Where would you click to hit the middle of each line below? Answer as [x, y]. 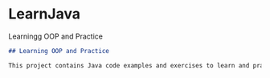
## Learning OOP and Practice [59, 51]
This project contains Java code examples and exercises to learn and [129, 65]
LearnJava [44, 14]
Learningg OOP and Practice [55, 36]
